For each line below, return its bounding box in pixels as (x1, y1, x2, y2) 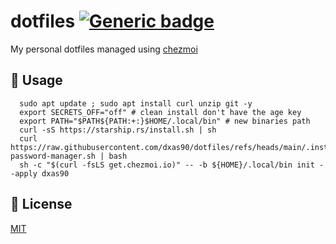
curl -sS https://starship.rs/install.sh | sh (19, 125, 217, 135)
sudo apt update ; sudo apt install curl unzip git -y (19, 98, 253, 109)
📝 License (10, 196, 73, 213)
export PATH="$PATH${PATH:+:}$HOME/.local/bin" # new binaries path (19, 116, 311, 126)
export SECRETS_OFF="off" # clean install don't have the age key (19, 107, 302, 117)
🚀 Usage (10, 72, 63, 89)
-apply (10, 168, 38, 179)
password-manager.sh (10, 151, 97, 161)
